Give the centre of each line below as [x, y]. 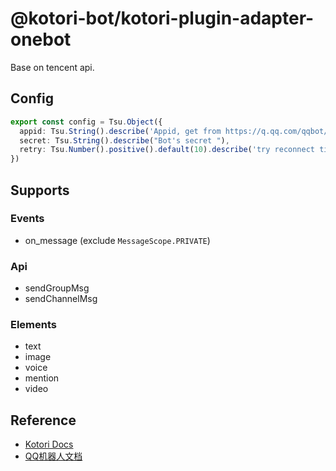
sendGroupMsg [57, 288]
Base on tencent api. [52, 67]
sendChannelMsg [61, 299]
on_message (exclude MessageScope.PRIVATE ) [117, 240]
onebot [41, 39]
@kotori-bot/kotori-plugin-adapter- [162, 18]
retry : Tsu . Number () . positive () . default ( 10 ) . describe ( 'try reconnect [167, 150]
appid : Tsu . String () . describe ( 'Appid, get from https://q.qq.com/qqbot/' [176, 131]
